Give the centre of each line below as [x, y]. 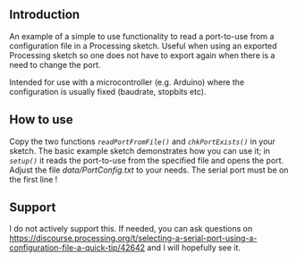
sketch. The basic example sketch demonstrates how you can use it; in [140, 150]
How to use [41, 120]
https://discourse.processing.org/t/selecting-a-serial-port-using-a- [133, 238]
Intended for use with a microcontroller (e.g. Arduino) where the [127, 82]
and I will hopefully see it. [194, 248]
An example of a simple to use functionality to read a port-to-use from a [142, 36]
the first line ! [34, 179]
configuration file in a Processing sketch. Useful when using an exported [143, 46]
